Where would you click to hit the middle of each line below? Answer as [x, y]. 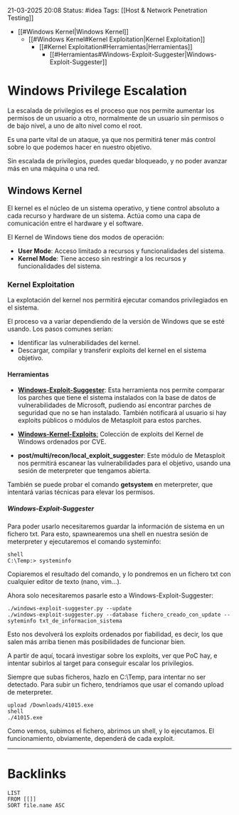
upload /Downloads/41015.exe [51, 705]
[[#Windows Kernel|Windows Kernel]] [73, 32]
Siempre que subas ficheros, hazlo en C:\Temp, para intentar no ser [107, 677]
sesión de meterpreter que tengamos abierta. [84, 471]
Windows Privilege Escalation [97, 91]
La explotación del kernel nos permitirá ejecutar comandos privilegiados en [118, 300]
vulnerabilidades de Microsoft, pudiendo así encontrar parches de [115, 405]
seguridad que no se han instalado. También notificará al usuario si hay [122, 413]
